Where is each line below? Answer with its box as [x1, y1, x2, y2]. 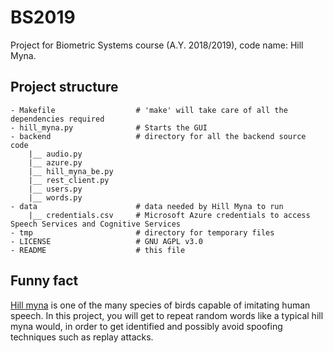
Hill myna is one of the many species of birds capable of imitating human [10, 299, 311, 311]
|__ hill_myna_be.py [28, 166, 114, 176]
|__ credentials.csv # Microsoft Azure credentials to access [28, 210, 311, 220]
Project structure [10, 79, 119, 96]
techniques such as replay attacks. [10, 331, 154, 343]
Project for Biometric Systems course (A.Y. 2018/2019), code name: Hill [10, 39, 304, 51]
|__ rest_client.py [28, 175, 110, 185]
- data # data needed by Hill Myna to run [10, 201, 284, 211]
